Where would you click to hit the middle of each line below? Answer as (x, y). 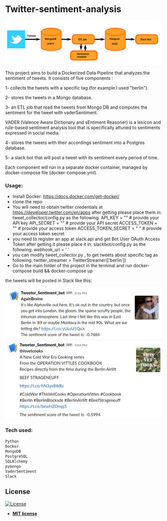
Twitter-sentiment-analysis (63, 9)
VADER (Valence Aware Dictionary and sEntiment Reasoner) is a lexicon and (83, 122)
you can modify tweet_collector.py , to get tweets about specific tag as (85, 255)
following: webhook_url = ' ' (41, 250)
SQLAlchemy (16, 461)
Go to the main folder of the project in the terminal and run (72, 266)
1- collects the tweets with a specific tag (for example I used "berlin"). (77, 88)
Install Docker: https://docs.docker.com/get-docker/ (66, 197)
